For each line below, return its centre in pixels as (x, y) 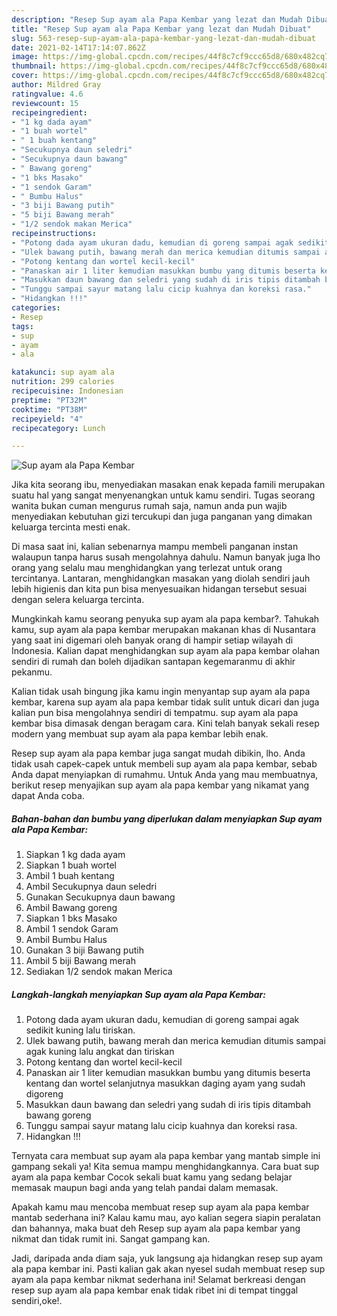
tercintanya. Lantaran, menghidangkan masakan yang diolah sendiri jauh (161, 578)
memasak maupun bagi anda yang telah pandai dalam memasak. (145, 1188)
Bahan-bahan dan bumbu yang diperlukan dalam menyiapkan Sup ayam (167, 818)
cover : (25, 76)
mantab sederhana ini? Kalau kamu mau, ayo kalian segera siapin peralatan (166, 1218)
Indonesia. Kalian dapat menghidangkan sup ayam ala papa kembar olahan (166, 651)
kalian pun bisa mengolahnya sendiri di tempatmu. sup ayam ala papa (155, 713)
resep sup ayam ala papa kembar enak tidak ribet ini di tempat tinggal (155, 1290)
